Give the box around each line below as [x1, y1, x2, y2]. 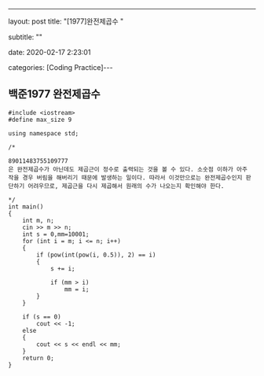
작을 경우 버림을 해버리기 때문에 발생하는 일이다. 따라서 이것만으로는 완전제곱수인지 [8, 174, 243, 182]
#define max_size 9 [8, 116, 72, 123]
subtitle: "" [8, 32, 43, 42]
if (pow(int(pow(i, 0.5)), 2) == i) [36, 251, 156, 259]
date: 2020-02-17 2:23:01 [8, 48, 91, 57]
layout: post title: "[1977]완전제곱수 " [8, 17, 124, 26]
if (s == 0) [22, 312, 61, 321]
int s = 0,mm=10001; [22, 230, 90, 238]
